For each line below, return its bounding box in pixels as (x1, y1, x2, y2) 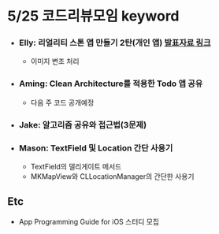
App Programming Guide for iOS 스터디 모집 (18, 217, 159, 226)
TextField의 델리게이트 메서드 (30, 162, 122, 171)
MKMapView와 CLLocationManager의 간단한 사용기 (30, 172, 195, 181)
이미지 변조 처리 (30, 57, 80, 66)
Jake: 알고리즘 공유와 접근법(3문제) (18, 119, 147, 130)
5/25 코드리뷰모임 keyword (7, 7, 180, 25)
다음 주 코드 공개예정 (30, 98, 95, 107)
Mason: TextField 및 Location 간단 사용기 (18, 143, 173, 154)
